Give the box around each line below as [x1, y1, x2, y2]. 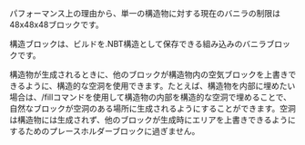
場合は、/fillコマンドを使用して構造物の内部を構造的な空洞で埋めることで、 [9, 92, 291, 102]
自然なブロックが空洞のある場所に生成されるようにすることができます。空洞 [9, 103, 296, 113]
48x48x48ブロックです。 [9, 19, 104, 30]
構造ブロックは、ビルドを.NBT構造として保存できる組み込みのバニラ [9, 39, 267, 49]
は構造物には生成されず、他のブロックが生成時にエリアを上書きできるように [9, 114, 296, 125]
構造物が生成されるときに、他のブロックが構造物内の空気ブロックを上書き [9, 69, 289, 80]
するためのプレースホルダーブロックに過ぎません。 [9, 126, 200, 136]
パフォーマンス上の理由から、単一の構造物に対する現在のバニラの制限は [9, 8, 280, 18]
